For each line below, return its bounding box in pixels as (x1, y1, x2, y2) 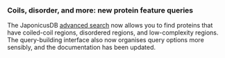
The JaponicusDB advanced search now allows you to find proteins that (7, 21, 213, 30)
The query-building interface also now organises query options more (7, 36, 205, 44)
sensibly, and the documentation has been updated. (7, 43, 156, 52)
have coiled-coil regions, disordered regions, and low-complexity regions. (7, 28, 219, 37)
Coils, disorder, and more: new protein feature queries (7, 6, 194, 15)
